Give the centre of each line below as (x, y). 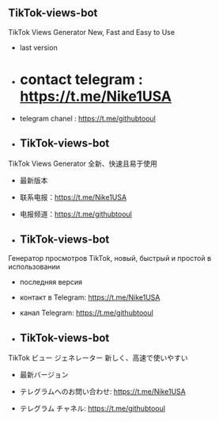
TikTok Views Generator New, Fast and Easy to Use (92, 32)
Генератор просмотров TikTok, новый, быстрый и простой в (110, 258)
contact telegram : (81, 79)
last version (38, 48)
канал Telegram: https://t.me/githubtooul (87, 313)
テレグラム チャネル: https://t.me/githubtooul (93, 408)
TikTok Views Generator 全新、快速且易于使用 (83, 163)
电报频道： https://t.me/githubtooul (76, 214)
